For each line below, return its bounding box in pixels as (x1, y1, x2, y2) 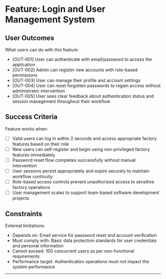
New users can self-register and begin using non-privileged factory (12, 146, 150, 152)
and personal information (12, 243, 64, 248)
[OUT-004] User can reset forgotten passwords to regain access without (12, 83, 161, 89)
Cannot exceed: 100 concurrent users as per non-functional (12, 248, 134, 254)
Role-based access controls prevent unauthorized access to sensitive (12, 179, 155, 185)
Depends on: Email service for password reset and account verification (12, 232, 157, 238)
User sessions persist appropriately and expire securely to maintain (12, 168, 150, 174)
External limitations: (5, 223, 45, 229)
